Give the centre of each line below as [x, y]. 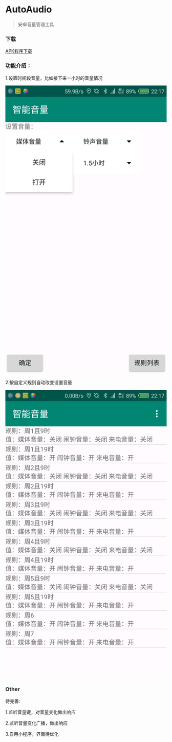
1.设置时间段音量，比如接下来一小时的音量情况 [54, 78]
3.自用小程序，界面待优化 [32, 734]
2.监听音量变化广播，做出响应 [37, 723]
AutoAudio [29, 10]
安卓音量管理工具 [36, 24]
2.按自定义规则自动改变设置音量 [39, 382]
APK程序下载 [19, 51]
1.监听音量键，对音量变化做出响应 [40, 712]
